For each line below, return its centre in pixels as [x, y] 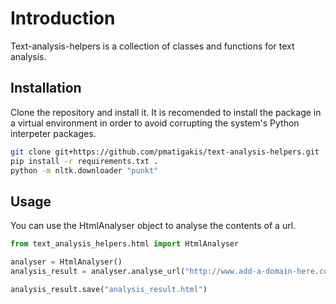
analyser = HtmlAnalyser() [66, 262]
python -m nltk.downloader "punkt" [84, 170]
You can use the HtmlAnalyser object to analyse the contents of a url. [153, 226]
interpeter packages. [53, 133]
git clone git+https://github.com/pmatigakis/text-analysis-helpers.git [165, 152]
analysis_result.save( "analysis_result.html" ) [109, 289]
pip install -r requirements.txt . [84, 161]
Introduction [63, 18]
